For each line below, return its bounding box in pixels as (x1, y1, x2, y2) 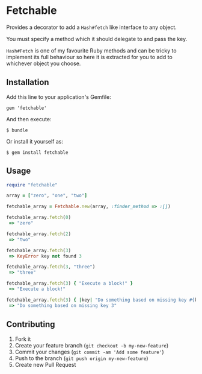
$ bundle (6, 127, 28, 133)
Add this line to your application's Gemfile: (6, 93, 111, 100)
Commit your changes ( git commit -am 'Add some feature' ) (14, 348, 164, 355)
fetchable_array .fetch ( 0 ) (6, 215, 71, 221)
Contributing (6, 319, 55, 329)
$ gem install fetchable (6, 149, 69, 156)
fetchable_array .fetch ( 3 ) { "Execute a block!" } (6, 280, 133, 287)
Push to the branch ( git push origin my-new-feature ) (14, 354, 148, 362)
